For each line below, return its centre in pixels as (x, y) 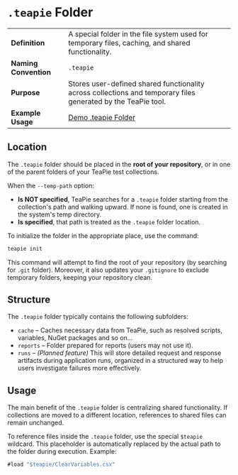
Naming (24, 63)
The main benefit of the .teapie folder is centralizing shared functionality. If (118, 408)
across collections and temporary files (132, 92)
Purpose (25, 92)
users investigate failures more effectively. (79, 368)
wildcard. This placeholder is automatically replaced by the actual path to (114, 444)
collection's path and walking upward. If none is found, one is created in (123, 207)
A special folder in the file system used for (138, 34)
